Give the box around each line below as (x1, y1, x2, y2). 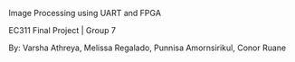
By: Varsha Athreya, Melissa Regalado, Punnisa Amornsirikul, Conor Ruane (8, 42, 287, 53)
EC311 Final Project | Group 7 (8, 25, 117, 35)
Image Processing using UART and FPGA (8, 8, 162, 18)
